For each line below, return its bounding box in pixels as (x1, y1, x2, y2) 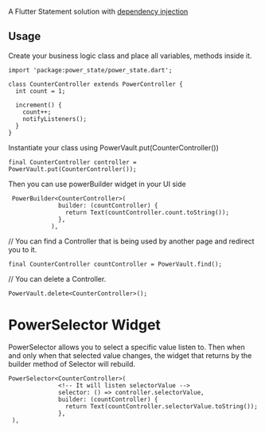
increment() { (15, 101, 62, 109)
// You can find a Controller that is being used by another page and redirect (8, 236, 255, 246)
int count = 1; (15, 87, 66, 95)
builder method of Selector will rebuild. (8, 359, 136, 368)
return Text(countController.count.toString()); (64, 208, 229, 216)
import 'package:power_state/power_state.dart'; (8, 66, 173, 74)
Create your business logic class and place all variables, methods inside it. (8, 51, 252, 60)
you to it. (8, 244, 37, 254)
